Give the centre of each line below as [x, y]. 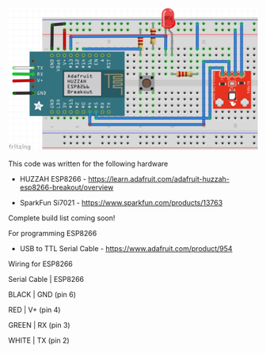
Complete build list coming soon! [62, 218]
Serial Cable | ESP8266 [46, 280]
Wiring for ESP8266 [41, 264]
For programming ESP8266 [53, 234]
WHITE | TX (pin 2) [39, 340]
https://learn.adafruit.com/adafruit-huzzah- [159, 179]
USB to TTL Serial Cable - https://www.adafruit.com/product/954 [126, 249]
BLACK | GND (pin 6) [42, 295]
